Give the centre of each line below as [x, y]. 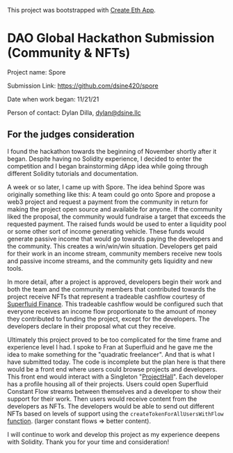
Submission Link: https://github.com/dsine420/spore [83, 86]
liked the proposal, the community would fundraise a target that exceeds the [116, 216]
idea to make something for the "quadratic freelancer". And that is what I [111, 354]
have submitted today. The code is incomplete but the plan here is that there [116, 362]
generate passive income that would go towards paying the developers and [115, 239]
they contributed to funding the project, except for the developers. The [109, 319]
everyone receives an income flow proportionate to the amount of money [112, 311]
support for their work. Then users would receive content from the [102, 399]
